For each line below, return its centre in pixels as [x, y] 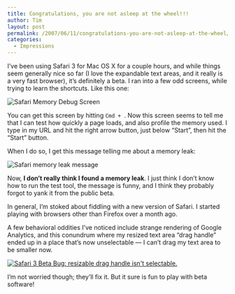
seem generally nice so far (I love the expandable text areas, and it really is [115, 73]
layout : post [26, 27]
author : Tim [24, 20]
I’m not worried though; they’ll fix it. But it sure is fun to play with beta [107, 277]
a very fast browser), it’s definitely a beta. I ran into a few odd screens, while [117, 81]
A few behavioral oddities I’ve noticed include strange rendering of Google [115, 227]
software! [21, 284]
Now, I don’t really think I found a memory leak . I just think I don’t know [111, 178]
